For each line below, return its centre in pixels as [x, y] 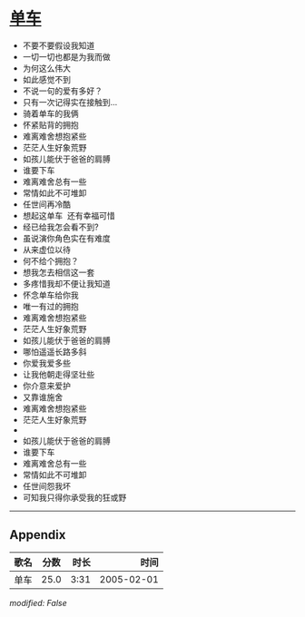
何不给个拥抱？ [50, 260]
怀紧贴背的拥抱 [50, 124]
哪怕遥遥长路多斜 [54, 351]
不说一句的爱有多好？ [62, 91]
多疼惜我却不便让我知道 [66, 283]
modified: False [39, 602]
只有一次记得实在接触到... [70, 102]
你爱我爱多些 [46, 363]
